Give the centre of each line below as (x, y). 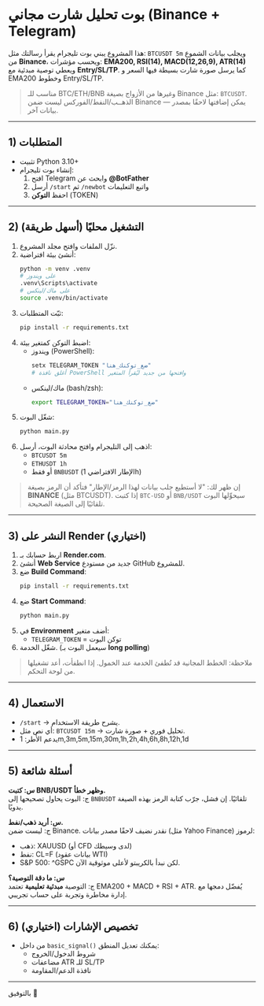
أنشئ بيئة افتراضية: (48, 254)
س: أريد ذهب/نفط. (36, 822)
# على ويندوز (38, 276)
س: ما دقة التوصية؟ (37, 878)
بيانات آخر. (43, 110)
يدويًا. (16, 807)
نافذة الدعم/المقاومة (61, 971)
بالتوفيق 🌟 (23, 993)
